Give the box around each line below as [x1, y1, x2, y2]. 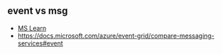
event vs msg [7, 5, 69, 17]
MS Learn [17, 23, 47, 32]
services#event [17, 38, 64, 48]
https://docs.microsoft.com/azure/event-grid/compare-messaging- [17, 31, 215, 40]
